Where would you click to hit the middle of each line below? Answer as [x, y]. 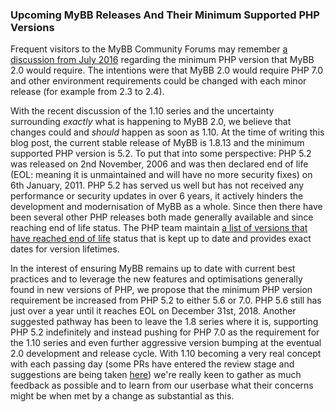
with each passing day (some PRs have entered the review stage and [152, 364]
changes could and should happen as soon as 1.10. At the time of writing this [167, 132]
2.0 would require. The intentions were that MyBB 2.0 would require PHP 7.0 [167, 70]
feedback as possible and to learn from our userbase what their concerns [162, 385]
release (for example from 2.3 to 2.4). [87, 92]
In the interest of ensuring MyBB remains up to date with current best [153, 269]
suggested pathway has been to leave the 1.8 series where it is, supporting [164, 322]
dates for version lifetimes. [65, 249]
